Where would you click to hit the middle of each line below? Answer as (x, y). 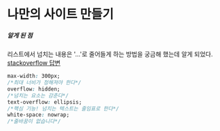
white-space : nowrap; (39, 115)
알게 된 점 (20, 35)
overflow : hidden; (34, 89)
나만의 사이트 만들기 (61, 14)
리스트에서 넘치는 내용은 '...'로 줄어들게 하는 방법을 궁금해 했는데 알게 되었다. (110, 54)
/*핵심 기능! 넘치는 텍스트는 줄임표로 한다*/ (63, 109)
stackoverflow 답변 (34, 63)
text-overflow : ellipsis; (44, 102)
